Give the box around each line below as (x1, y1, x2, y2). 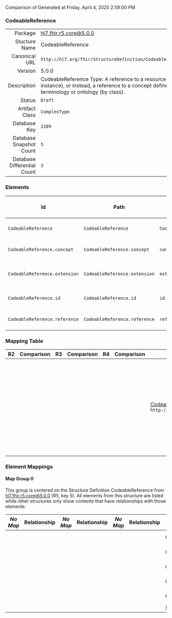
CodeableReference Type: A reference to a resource (40, 76, 166, 83)
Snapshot (12, 141, 36, 148)
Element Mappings (5, 463, 53, 470)
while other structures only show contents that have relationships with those (5, 498, 166, 504)
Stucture (15, 38, 36, 45)
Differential (9, 162, 36, 169)
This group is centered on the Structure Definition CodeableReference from (5, 487, 164, 493)
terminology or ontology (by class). (40, 89, 125, 96)
